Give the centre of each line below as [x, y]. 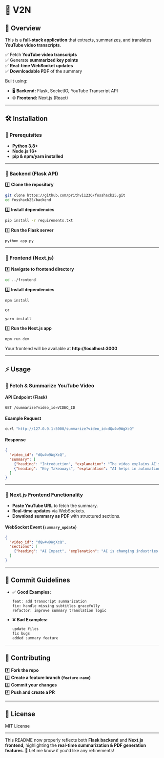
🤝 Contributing [28, 658]
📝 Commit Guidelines [38, 580]
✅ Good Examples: [31, 592]
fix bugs [21, 634]
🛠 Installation [26, 119]
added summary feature [35, 638]
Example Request [23, 418]
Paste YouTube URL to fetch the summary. [55, 505]
